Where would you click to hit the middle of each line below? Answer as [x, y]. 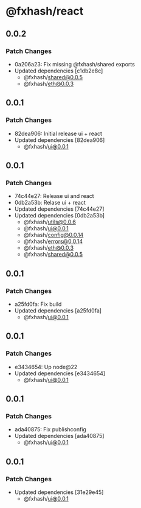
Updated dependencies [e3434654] [60, 373]
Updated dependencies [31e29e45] [59, 492]
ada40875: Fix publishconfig [50, 429]
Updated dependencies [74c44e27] [59, 209]
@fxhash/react [45, 11]
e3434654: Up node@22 [46, 367]
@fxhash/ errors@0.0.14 [53, 241]
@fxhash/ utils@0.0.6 [50, 222]
